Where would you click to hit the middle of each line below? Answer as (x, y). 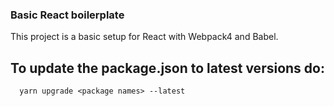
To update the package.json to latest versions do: (167, 68)
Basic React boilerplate (67, 15)
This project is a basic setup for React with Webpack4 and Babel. (144, 37)
